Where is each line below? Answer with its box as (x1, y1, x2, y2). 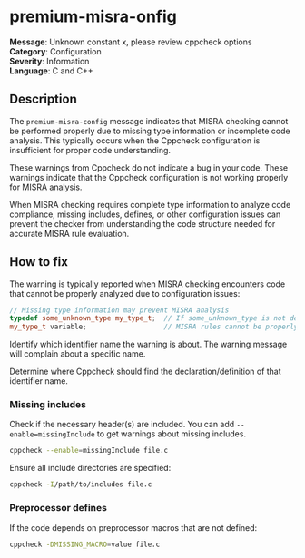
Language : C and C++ (9, 65, 93, 76)
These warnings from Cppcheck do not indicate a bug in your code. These (9, 162, 289, 173)
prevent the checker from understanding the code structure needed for (9, 218, 276, 229)
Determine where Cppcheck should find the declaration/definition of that (9, 366, 281, 377)
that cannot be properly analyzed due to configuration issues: (9, 288, 241, 299)
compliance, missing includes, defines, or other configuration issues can (9, 209, 281, 220)
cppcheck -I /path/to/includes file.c (9, 480, 152, 489)
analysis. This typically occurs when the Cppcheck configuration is (9, 134, 261, 146)
